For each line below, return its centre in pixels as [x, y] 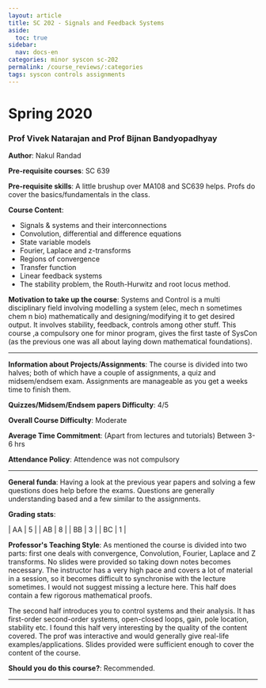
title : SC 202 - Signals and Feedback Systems [86, 23]
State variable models [55, 242]
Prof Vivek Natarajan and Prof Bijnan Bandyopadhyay [113, 138]
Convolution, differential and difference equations [101, 234]
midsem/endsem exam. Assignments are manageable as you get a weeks [128, 382]
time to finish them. [40, 390]
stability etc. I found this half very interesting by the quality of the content [128, 628]
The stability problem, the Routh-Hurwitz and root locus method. [125, 284]
